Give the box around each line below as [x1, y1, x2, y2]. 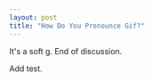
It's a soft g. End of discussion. [9, 45, 123, 56]
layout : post [9, 12, 58, 22]
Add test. [9, 63, 43, 74]
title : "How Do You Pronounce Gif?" [9, 21, 145, 30]
